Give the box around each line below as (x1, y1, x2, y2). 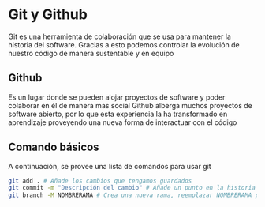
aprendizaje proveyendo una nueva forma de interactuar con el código (8, 117, 237, 127)
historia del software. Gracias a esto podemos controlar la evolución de (8, 40, 240, 49)
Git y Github (8, 6, 88, 24)
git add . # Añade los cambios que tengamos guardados (8, 176, 192, 185)
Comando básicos (8, 141, 100, 154)
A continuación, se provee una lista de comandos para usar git (8, 161, 211, 171)
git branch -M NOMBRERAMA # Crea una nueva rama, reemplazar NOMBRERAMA (8, 191, 252, 199)
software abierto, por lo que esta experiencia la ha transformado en (8, 109, 228, 119)
